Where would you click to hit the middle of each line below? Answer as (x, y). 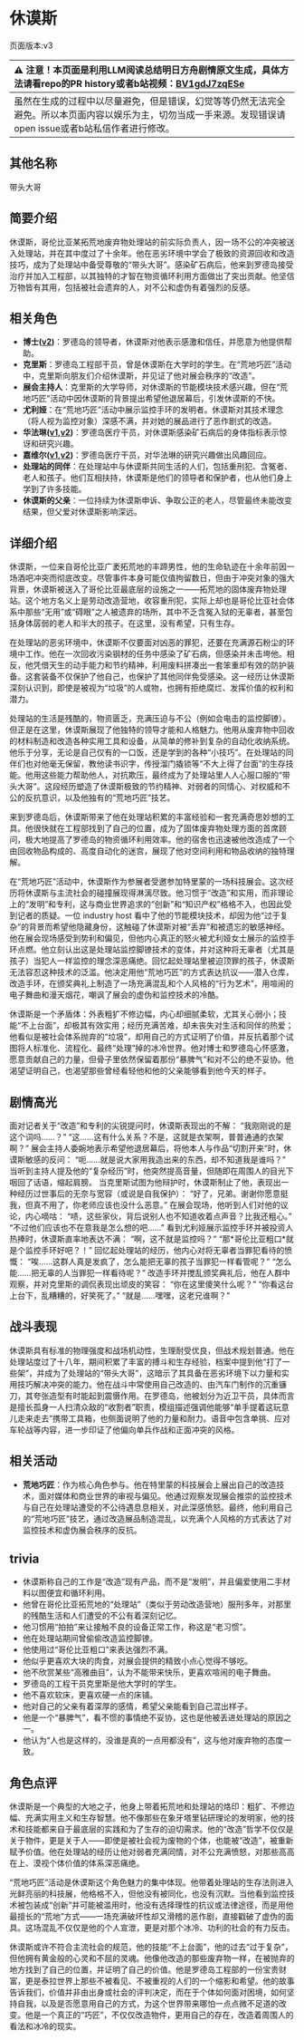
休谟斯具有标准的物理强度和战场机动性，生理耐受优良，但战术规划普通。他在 (152, 1350)
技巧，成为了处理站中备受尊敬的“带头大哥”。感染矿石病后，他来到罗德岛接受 (152, 265)
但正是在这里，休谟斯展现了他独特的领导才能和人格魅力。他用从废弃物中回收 (152, 730)
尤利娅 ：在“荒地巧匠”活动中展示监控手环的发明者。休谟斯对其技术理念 (153, 410)
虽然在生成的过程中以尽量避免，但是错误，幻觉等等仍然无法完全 (150, 101)
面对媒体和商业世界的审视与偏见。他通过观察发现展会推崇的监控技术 (165, 1495)
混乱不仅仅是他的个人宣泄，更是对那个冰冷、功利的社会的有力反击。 (167, 1928)
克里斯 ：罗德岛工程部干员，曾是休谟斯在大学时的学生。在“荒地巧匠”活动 (157, 364)
